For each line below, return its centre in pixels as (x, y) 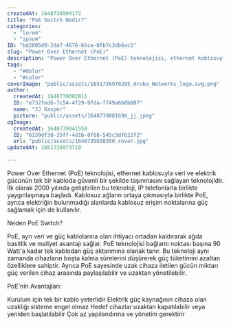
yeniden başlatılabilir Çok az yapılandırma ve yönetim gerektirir (96, 314)
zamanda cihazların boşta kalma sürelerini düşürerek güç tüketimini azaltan (114, 258)
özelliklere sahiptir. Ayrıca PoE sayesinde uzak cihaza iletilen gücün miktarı (113, 266)
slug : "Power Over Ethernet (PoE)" (58, 52)
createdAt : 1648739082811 (51, 97)
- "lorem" (27, 33)
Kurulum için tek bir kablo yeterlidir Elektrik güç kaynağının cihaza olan (107, 299)
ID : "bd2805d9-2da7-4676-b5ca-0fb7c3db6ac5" (72, 45)
